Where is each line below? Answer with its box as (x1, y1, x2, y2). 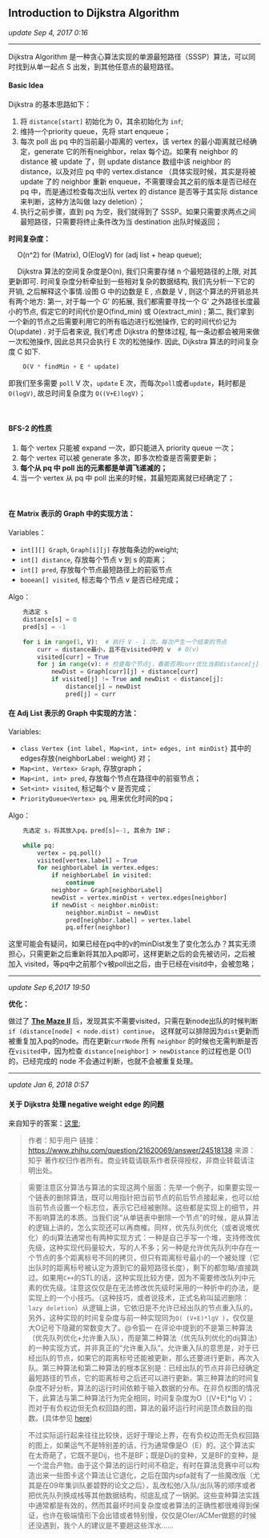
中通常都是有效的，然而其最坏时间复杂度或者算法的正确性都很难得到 (27, 1500, 253, 1511)
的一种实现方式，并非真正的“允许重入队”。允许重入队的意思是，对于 (27, 1343, 252, 1353)
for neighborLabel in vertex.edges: (37, 864, 159, 872)
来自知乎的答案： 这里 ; (8, 1118, 82, 1128)
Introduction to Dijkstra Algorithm (8, 6, 180, 20)
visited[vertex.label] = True (37, 856, 138, 865)
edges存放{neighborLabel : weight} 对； (19, 753, 153, 763)
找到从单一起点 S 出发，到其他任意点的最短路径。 (14, 62, 179, 71)
